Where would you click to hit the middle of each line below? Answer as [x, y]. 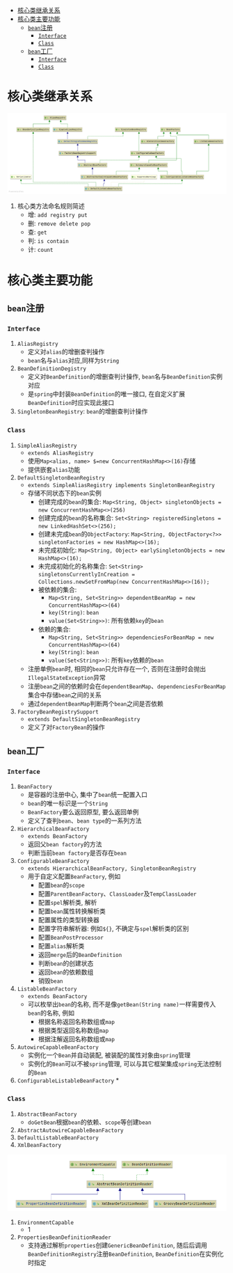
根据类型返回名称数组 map [73, 1030]
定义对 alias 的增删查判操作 [66, 352]
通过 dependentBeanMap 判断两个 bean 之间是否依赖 [95, 703]
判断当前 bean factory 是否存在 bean [77, 853]
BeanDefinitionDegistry [52, 369]
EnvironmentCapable [46, 1223]
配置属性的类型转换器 [69, 920]
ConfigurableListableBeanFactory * [68, 1080]
